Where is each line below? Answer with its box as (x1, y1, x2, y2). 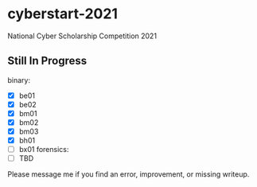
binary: (7, 75, 31, 84)
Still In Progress (7, 54, 88, 68)
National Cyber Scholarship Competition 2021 (7, 31, 157, 41)
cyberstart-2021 (7, 5, 119, 23)
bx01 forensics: (18, 145, 69, 154)
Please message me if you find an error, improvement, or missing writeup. (7, 169, 250, 179)
